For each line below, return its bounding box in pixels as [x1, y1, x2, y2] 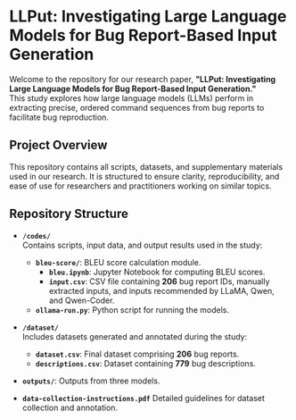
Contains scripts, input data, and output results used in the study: [21, 239, 263, 250]
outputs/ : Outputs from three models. [21, 375, 160, 386]
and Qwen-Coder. [48, 295, 115, 306]
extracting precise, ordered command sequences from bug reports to [9, 102, 265, 113]
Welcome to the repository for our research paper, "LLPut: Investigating [9, 73, 276, 84]
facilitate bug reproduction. [9, 112, 110, 122]
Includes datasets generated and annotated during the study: [21, 331, 248, 341]
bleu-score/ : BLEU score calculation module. [35, 256, 201, 267]
